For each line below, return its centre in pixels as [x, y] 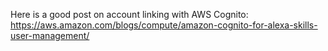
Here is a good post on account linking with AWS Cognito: [129, 14]
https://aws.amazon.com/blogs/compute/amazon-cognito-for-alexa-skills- [164, 25]
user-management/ [50, 35]
